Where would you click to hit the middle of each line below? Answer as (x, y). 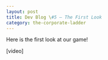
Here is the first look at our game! (47, 40)
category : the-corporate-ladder (46, 23)
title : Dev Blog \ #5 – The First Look (54, 17)
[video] (15, 51)
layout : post (22, 12)
